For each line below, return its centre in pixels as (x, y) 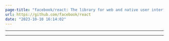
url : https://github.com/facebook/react (48, 14)
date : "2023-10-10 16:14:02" (36, 19)
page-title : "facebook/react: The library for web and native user (77, 10)
